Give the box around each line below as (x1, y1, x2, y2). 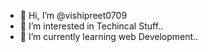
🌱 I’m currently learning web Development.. (19, 31, 199, 42)
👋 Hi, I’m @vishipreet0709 (19, 10, 128, 21)
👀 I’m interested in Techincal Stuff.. (19, 20, 164, 32)
